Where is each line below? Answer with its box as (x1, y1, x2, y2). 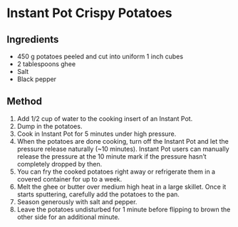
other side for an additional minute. (16, 212, 120, 221)
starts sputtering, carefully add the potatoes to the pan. (16, 190, 180, 199)
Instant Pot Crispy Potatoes (6, 5, 172, 21)
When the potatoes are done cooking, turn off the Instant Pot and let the (16, 137, 229, 145)
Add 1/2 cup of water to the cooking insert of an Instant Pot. (16, 114, 193, 122)
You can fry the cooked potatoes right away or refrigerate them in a (16, 167, 215, 176)
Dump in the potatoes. (16, 122, 83, 130)
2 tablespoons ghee (16, 60, 76, 68)
